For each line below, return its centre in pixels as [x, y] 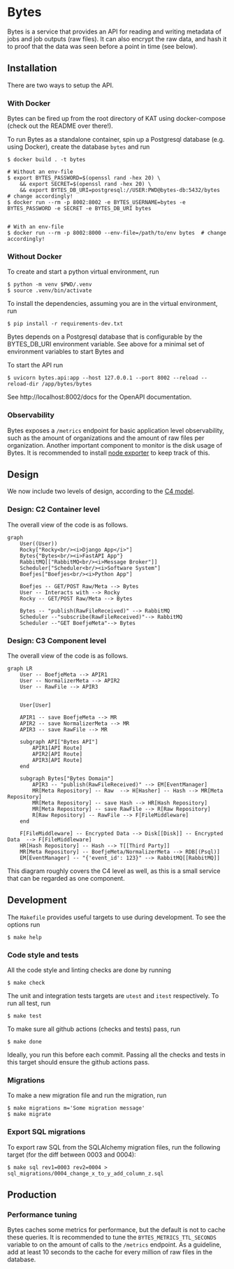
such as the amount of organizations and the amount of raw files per [106, 438]
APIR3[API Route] [57, 761]
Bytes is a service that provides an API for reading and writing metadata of [115, 31]
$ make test [24, 1016]
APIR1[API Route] [57, 748]
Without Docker [35, 256]
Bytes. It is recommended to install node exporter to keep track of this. [109, 453]
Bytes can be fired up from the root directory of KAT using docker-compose [116, 119]
